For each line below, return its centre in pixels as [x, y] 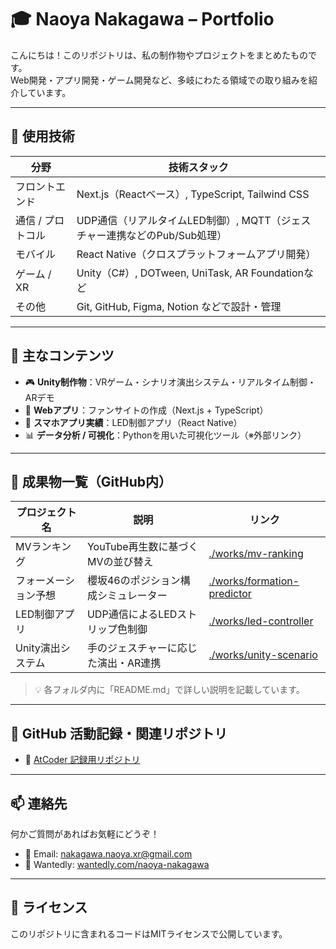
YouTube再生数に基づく [142, 547]
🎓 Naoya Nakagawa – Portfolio [142, 19]
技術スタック [198, 167]
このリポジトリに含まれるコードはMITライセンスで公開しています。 [149, 933]
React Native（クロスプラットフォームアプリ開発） [196, 254]
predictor [230, 594]
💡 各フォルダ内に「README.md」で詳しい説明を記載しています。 [169, 690]
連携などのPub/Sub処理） [167, 235]
